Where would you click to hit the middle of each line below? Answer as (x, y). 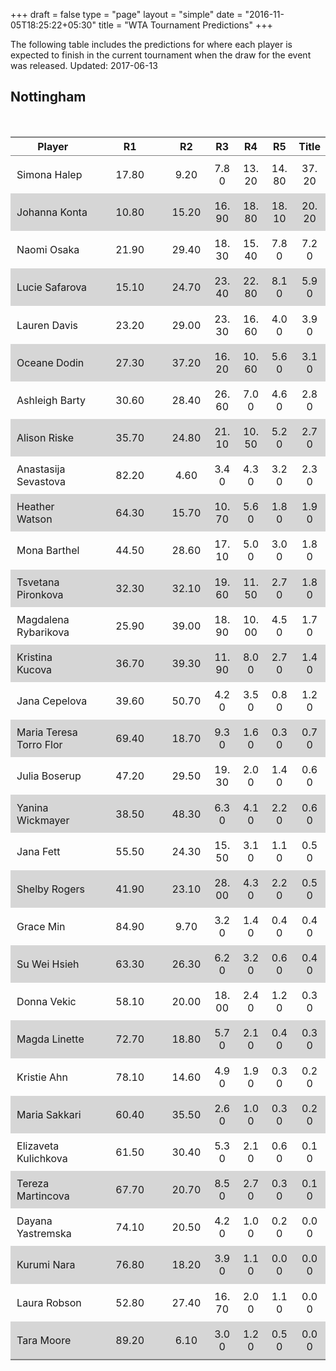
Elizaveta (38, 1146)
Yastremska (44, 1234)
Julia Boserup (49, 776)
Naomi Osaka (48, 250)
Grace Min (41, 927)
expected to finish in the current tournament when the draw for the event (161, 55)
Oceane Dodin (50, 362)
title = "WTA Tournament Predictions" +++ (185, 25)
